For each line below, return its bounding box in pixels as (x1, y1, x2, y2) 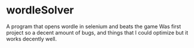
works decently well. (6, 35, 57, 42)
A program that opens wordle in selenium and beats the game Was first (6, 23, 181, 30)
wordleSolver (6, 4, 74, 17)
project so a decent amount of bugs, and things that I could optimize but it (6, 29, 189, 36)
